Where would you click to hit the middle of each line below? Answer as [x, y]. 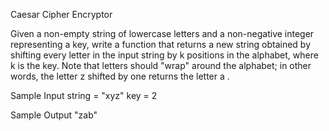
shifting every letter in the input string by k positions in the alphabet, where [164, 55]
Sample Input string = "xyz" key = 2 [84, 95]
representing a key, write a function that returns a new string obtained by [161, 44]
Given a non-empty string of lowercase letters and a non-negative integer [162, 33]
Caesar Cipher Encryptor [61, 14]
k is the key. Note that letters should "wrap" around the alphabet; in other [161, 65]
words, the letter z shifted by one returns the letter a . [120, 76]
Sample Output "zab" [54, 115]
